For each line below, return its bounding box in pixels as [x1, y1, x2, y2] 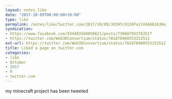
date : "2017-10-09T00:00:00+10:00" [5, 12, 81, 17]
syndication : [5, 27, 33, 32]
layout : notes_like [5, 7, 47, 13]
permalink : [5, 21, 29, 27]
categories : [5, 50, 31, 55]
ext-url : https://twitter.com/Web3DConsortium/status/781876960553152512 [5, 41, 166, 46]
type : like [5, 17, 29, 22]
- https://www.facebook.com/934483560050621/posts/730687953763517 [5, 31, 153, 36]
